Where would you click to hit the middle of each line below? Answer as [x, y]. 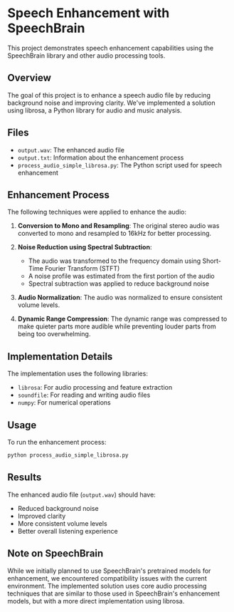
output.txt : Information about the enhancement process [101, 157]
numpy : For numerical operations [64, 403]
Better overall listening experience [68, 531]
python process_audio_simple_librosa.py [68, 455]
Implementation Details [60, 357]
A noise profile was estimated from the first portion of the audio [121, 276]
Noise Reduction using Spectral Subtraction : [85, 247]
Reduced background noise [58, 508]
